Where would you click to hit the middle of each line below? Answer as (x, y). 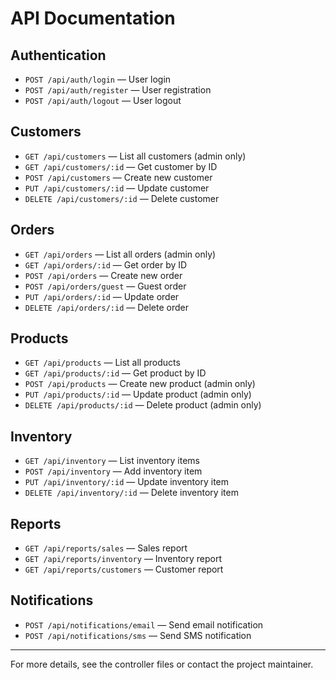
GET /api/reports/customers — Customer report (124, 569)
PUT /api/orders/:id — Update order (102, 296)
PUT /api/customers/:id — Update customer (117, 188)
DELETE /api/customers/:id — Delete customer (122, 198)
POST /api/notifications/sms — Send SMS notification (138, 635)
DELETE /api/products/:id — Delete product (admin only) (143, 405)
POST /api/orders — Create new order (103, 275)
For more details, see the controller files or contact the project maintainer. (162, 664)
